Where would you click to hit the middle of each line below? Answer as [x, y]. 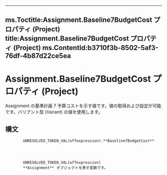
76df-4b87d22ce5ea [38, 56]
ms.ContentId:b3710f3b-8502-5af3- [100, 48]
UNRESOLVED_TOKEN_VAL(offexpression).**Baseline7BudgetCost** [89, 141]
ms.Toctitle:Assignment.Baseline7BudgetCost [79, 20]
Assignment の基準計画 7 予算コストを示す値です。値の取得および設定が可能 [83, 106]
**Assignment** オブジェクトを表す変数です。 [65, 168]
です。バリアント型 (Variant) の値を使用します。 [54, 112]
